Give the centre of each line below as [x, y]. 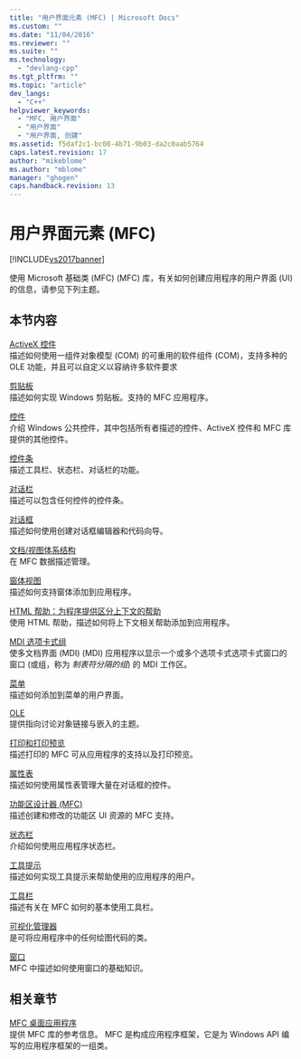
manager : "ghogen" [44, 177]
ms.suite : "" [34, 52]
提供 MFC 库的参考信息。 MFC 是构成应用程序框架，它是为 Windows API [145, 1034]
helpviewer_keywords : [50, 110]
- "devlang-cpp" [48, 69]
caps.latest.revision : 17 [58, 152]
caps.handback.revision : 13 [62, 186]
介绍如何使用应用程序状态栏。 [65, 845]
